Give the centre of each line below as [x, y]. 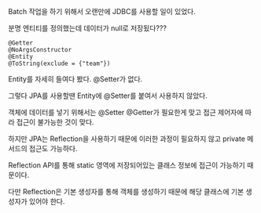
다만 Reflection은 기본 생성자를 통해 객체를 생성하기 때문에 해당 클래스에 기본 [126, 191]
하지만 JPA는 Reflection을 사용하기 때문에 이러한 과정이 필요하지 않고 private [127, 139]
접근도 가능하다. [53, 148]
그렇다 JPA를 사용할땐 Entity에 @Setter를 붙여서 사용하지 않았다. [108, 96]
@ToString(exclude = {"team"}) [59, 63]
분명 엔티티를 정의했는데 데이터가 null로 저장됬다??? [88, 28]
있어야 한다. [47, 201]
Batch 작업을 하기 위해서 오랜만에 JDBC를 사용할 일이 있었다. [102, 11]
